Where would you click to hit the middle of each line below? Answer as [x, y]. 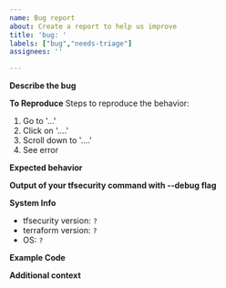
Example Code [37, 258]
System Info [33, 203]
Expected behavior [46, 168]
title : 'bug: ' [38, 35]
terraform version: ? [60, 231]
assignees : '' [36, 52]
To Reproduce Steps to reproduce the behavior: [99, 103]
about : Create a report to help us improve [93, 26]
